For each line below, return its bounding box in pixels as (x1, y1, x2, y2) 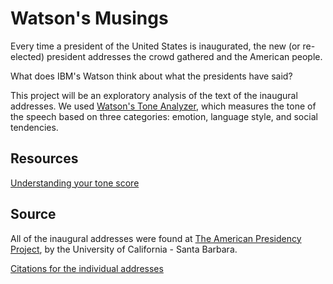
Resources (10, 150, 79, 167)
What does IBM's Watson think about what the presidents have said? (10, 70, 293, 82)
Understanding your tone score (10, 177, 140, 189)
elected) (10, 50, 45, 62)
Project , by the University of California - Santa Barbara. (10, 243, 238, 255)
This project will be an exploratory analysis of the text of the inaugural (10, 89, 298, 101)
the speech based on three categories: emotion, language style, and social (10, 110, 318, 122)
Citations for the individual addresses (10, 262, 164, 274)
